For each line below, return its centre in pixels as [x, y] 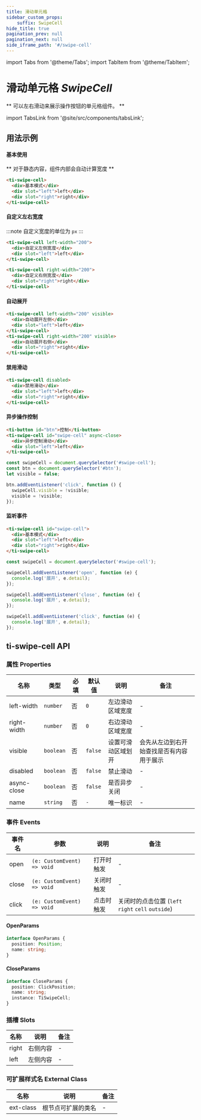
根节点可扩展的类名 [69, 1107]
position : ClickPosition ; [44, 987]
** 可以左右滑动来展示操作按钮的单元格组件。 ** [65, 106]
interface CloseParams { [37, 981]
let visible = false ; [33, 474]
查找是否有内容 [167, 751]
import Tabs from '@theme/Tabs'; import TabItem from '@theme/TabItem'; [98, 62]
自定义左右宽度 [25, 217]
